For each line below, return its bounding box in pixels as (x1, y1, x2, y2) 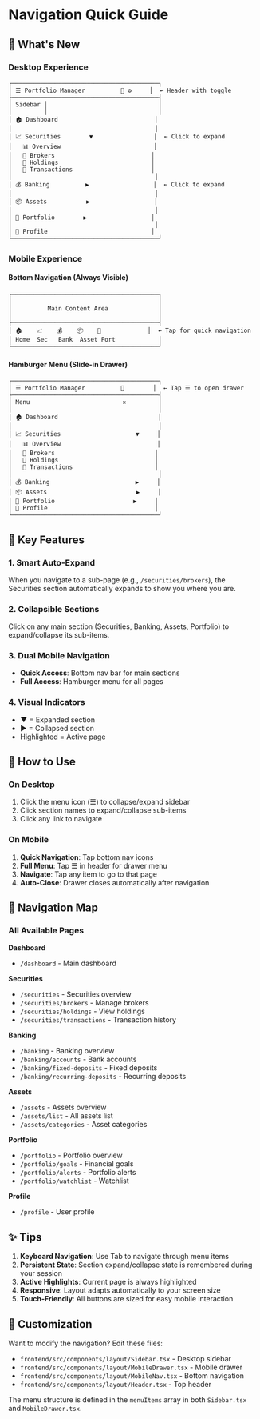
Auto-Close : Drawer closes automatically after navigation (19, 877, 210, 887)
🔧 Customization (8, 1317, 93, 1331)
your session (19, 1269, 62, 1278)
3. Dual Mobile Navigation (8, 650, 110, 662)
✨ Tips (8, 1230, 42, 1244)
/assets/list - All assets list (19, 1111, 113, 1121)
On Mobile (8, 834, 49, 845)
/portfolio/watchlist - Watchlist (19, 1176, 129, 1185)
